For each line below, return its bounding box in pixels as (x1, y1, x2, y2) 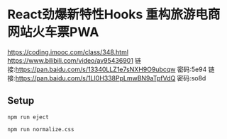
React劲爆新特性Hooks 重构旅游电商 (7, 6, 221, 23)
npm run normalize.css (7, 126, 74, 133)
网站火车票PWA (7, 24, 99, 40)
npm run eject (7, 114, 50, 121)
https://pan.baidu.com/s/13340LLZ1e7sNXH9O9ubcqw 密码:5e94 (15, 65, 207, 73)
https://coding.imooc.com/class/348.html (7, 47, 129, 56)
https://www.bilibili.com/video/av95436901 (7, 56, 133, 64)
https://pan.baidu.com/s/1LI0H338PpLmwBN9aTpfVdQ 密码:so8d (15, 73, 206, 82)
